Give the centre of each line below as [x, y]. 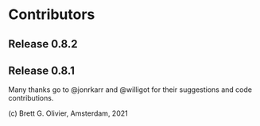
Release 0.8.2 [43, 44]
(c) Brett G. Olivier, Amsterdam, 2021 [68, 113]
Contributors [52, 15]
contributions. [31, 98]
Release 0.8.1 [42, 70]
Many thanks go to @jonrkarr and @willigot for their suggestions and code [130, 90]
